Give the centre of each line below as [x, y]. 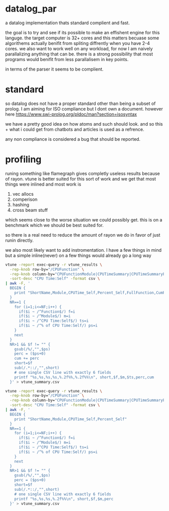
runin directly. [19, 240]
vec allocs [23, 194]
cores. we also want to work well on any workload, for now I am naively [79, 48]
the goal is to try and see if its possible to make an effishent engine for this [82, 32]
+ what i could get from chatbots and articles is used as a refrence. [75, 129]
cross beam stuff [30, 210]
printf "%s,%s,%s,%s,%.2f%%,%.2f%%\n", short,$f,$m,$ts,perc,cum [84, 377]
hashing [21, 204]
